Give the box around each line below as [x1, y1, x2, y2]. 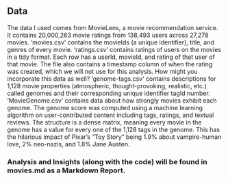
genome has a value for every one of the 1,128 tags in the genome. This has [7, 125, 220, 133]
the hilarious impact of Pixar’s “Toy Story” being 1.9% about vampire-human [7, 133, 222, 141]
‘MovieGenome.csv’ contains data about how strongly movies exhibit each [7, 96, 217, 105]
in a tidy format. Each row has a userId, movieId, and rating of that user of [7, 53, 216, 61]
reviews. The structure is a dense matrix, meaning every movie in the [7, 118, 202, 126]
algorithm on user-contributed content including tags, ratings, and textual [7, 111, 214, 119]
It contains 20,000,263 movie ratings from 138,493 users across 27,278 [7, 31, 209, 39]
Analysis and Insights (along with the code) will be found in [7, 157, 207, 166]
